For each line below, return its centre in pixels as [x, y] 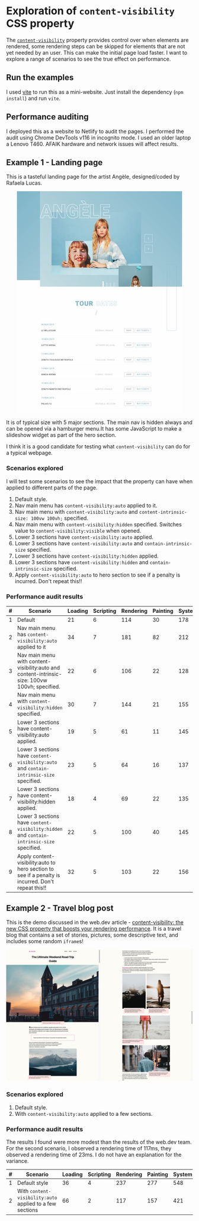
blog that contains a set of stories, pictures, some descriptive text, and [92, 935]
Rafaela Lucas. [24, 183]
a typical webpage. [30, 453]
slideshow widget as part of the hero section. [61, 435]
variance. [17, 1161]
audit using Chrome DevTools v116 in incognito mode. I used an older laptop [99, 137]
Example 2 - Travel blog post [60, 908]
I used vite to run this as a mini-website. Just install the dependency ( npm [95, 92]
